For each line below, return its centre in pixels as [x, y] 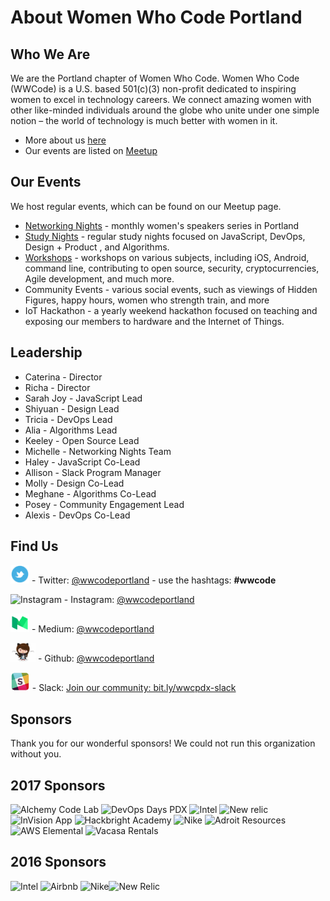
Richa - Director [57, 387]
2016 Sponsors [58, 862]
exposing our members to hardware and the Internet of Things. [154, 321]
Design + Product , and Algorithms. [97, 247]
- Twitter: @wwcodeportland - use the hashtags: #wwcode [154, 580]
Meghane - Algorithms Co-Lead [90, 493]
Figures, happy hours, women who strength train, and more [147, 300]
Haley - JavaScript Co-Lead [82, 462]
